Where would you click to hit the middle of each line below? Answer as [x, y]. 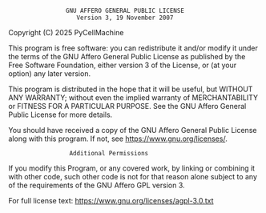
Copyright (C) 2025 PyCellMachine [66, 32]
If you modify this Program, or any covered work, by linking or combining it [131, 168]
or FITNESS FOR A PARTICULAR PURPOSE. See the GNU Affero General [127, 106]
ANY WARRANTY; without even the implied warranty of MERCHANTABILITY [133, 98]
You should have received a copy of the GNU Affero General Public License [133, 130]
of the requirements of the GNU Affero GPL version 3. [97, 185]
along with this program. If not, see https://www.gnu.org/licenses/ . [118, 139]
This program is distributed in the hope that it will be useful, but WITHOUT [131, 89]
